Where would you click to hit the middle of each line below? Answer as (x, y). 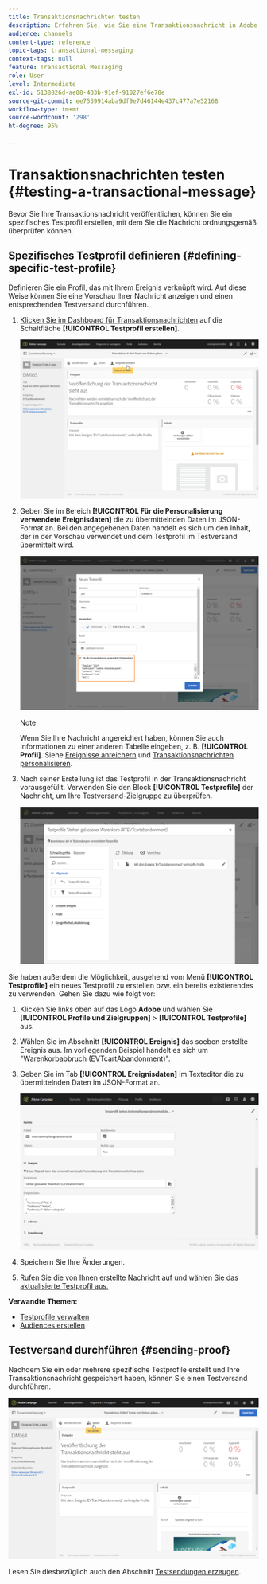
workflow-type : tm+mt (44, 109)
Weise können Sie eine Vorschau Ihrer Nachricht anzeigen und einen (120, 295)
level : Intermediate (43, 84)
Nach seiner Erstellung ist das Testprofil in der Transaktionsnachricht (133, 779)
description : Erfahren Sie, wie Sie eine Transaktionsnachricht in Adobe (133, 25)
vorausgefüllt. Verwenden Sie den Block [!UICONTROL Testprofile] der (136, 788)
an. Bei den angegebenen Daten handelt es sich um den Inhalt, (148, 528)
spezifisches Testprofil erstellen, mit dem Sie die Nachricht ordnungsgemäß (132, 222)
